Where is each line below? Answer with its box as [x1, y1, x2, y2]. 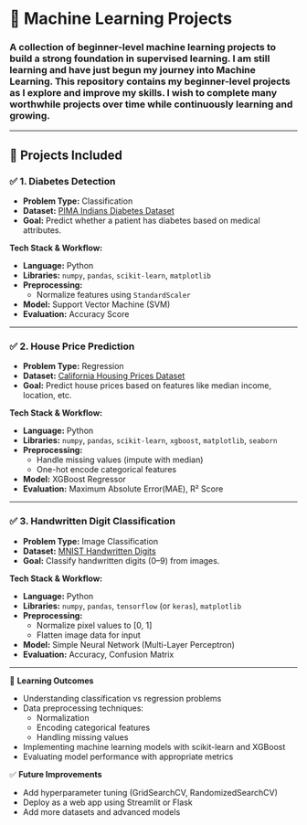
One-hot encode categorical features [36, 464, 176, 475]
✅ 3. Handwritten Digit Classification [9, 515, 176, 528]
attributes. [22, 225, 62, 236]
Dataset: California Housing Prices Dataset [22, 370, 185, 382]
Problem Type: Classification [22, 196, 133, 206]
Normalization [36, 712, 90, 723]
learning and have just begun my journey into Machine [9, 64, 256, 77]
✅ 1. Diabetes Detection [9, 175, 116, 187]
